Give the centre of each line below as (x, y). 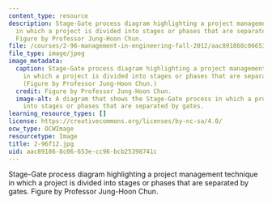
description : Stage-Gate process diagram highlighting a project (121, 23)
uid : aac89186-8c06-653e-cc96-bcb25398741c (83, 151)
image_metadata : (36, 62)
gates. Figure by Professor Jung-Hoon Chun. (83, 192)
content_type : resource (49, 16)
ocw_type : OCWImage (41, 129)
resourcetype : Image (43, 136)
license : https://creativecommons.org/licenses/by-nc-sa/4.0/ (115, 121)
